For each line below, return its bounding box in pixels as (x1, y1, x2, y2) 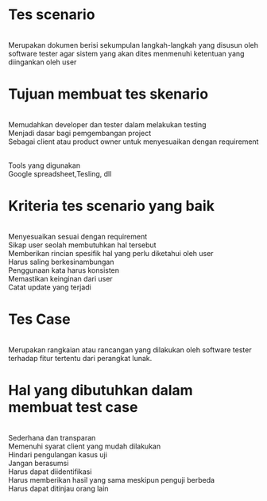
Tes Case (8, 310, 71, 328)
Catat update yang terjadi (8, 282, 91, 292)
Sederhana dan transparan (8, 433, 96, 442)
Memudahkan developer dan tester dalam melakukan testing (8, 119, 207, 129)
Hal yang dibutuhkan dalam (8, 381, 193, 399)
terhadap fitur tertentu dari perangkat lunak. (8, 353, 153, 363)
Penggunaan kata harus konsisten (8, 265, 120, 275)
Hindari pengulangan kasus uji (8, 449, 107, 459)
